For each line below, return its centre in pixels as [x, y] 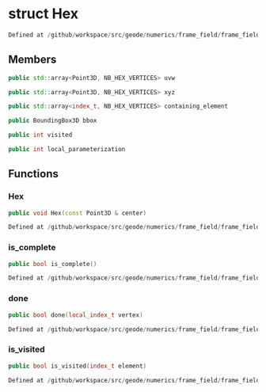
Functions [34, 174]
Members [32, 60]
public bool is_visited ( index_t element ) [78, 366]
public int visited [40, 135]
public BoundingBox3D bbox [53, 121]
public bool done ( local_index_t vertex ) [76, 315]
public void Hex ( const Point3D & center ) [78, 213]
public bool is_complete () [53, 264]
